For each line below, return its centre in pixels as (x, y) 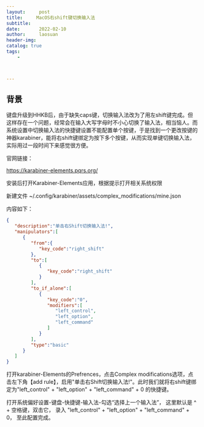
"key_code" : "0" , (67, 300)
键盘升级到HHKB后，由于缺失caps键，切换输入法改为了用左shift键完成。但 (100, 115)
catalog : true (24, 46)
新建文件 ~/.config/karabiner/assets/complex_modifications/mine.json (93, 196)
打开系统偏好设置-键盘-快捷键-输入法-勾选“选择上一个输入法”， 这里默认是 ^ (101, 403)
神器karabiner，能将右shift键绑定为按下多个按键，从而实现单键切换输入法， (101, 138)
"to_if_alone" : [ (51, 288)
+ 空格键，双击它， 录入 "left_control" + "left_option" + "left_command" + (98, 410)
